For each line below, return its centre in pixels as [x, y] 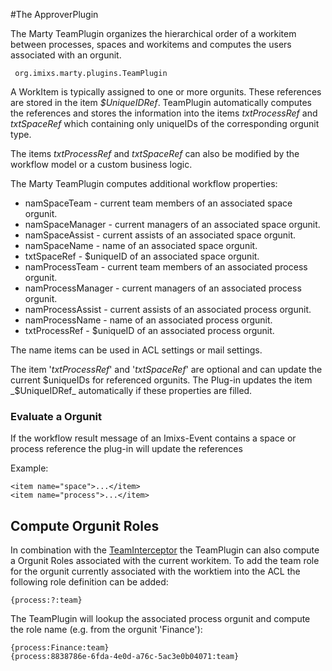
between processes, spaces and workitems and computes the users [151, 44]
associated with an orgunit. [66, 55]
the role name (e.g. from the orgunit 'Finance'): [106, 630]
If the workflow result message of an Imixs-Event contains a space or [153, 438]
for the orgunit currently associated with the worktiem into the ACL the [155, 571]
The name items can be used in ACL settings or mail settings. [136, 350]
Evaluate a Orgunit [56, 416]
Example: [29, 468]
